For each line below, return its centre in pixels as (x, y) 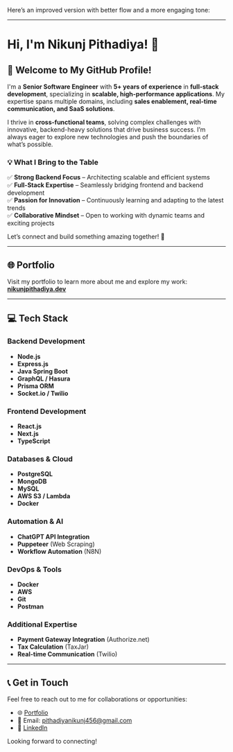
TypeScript (34, 441)
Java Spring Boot (42, 371)
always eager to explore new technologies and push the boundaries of (108, 137)
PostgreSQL (35, 474)
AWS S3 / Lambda (44, 496)
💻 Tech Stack (38, 318)
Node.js (29, 356)
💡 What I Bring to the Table (53, 162)
